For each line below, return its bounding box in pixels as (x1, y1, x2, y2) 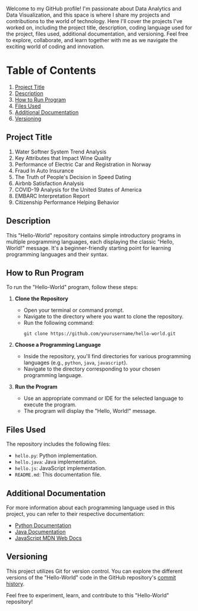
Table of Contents (6, 64, 96, 77)
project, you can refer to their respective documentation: (6, 510, 145, 517)
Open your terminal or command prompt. (23, 306, 124, 314)
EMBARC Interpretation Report (14, 192, 90, 199)
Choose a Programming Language (14, 341, 101, 349)
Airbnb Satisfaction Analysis (14, 180, 84, 187)
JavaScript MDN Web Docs (14, 535, 82, 541)
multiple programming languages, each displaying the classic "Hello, (6, 238, 174, 245)
